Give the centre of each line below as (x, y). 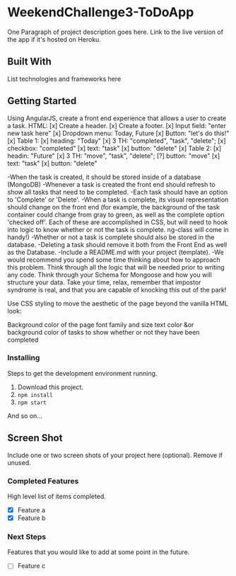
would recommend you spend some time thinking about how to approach (114, 260)
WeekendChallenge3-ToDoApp (101, 12)
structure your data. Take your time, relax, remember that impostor (104, 282)
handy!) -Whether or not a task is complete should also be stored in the (111, 237)
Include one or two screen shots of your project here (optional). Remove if (115, 455)
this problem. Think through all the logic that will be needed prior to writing (116, 267)
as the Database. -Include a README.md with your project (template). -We (116, 252)
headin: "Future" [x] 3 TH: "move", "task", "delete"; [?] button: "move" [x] (114, 156)
